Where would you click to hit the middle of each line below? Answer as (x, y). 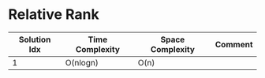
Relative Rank (54, 15)
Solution (35, 39)
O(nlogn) (82, 62)
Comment (234, 44)
